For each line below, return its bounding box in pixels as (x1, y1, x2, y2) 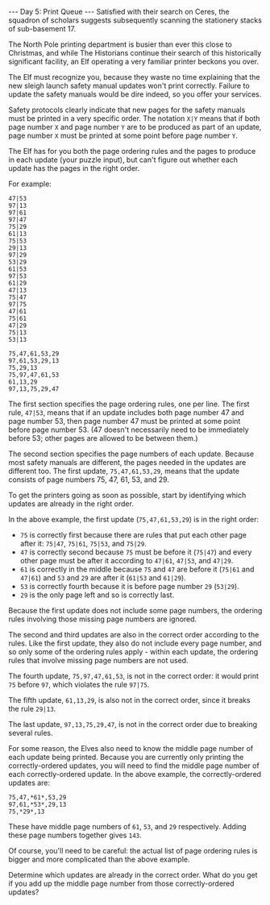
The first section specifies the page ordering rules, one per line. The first (8, 399, 250, 409)
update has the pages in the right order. (8, 164, 140, 172)
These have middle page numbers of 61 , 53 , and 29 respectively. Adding (8, 822, 247, 831)
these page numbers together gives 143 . (8, 830, 143, 840)
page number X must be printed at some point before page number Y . (8, 131, 238, 140)
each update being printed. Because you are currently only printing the (8, 753, 244, 762)
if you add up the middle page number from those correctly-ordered (8, 878, 235, 888)
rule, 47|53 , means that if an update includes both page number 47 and (8, 408, 244, 417)
